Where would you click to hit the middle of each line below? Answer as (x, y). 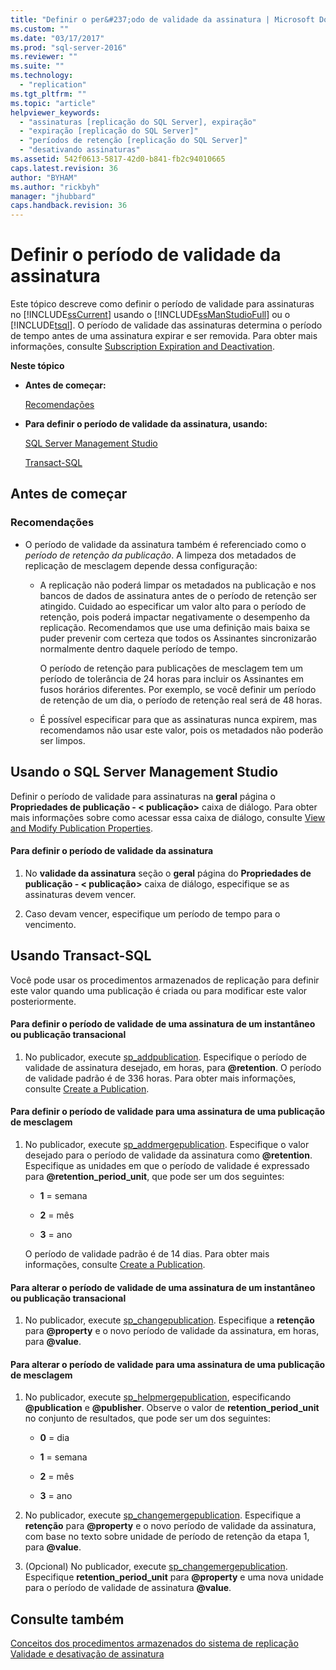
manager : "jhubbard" (53, 196)
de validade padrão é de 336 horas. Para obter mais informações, (160, 1078)
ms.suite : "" (37, 66)
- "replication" (53, 85)
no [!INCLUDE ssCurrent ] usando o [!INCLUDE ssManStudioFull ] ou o (150, 315)
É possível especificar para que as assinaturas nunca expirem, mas (178, 719)
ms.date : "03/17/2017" (57, 38)
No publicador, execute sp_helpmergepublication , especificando (158, 1397)
